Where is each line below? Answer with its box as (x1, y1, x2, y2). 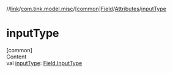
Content (6, 53, 27, 60)
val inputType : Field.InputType (6, 59, 83, 66)
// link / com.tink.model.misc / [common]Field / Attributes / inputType (6, 5, 167, 12)
